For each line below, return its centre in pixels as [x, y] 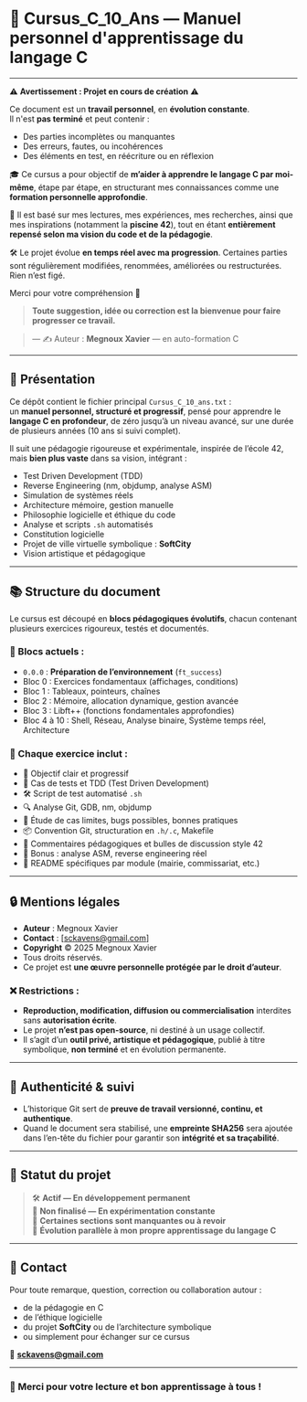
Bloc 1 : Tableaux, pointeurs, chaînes [91, 691]
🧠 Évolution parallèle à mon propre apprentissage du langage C [154, 1230]
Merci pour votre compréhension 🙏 [75, 292]
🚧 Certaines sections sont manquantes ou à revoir [129, 1220]
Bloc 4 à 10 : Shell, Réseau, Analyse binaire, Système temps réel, [144, 720]
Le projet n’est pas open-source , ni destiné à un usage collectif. [143, 1030]
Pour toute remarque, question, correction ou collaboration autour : [136, 1290]
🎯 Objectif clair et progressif [76, 774]
